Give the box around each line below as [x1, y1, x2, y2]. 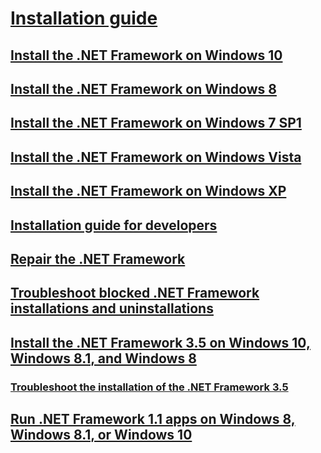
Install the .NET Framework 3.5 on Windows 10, [10, 334, 311, 351]
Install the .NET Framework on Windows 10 [10, 47, 283, 64]
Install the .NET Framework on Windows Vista [10, 148, 302, 166]
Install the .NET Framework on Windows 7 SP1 [10, 115, 302, 132]
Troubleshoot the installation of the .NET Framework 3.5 [10, 380, 289, 394]
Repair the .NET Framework [10, 250, 186, 267]
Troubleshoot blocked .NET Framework [10, 285, 260, 302]
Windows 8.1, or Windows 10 [10, 427, 193, 444]
